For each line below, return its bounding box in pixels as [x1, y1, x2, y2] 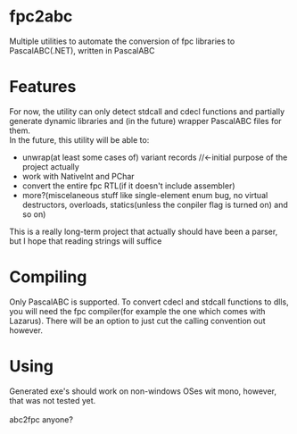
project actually [21, 161, 80, 171]
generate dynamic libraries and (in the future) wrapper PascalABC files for [9, 115, 283, 126]
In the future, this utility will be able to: [9, 134, 150, 145]
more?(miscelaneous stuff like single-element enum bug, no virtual [21, 189, 268, 200]
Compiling [9, 267, 87, 288]
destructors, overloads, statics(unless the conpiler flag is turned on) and [21, 199, 288, 210]
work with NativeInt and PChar [21, 171, 136, 181]
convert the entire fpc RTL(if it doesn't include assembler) [21, 180, 235, 191]
